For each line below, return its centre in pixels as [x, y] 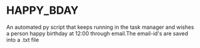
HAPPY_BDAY [43, 10]
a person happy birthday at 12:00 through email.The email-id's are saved [97, 33]
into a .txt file [23, 40]
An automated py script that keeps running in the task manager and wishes [100, 27]
